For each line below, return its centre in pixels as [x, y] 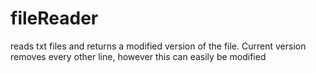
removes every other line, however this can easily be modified [138, 56]
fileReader [54, 18]
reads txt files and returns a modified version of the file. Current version [158, 46]
